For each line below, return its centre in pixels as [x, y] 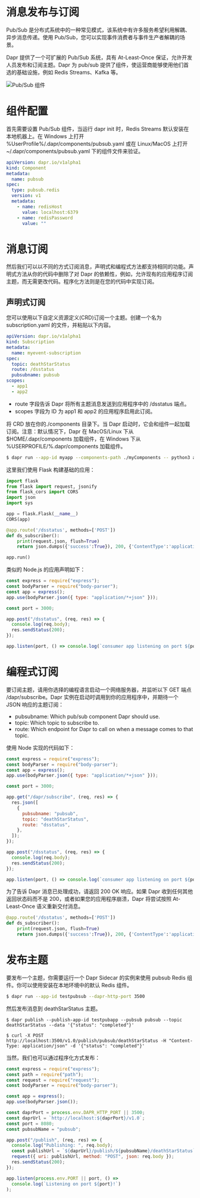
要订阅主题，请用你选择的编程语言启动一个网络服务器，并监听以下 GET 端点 [99, 690]
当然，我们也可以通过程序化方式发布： [53, 1057]
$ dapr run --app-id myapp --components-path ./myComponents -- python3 [98, 457]
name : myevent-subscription [46, 353]
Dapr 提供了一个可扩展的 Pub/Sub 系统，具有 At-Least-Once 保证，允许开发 [99, 57]
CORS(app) [18, 519]
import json [21, 498]
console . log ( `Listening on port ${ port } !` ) [66, 1184]
